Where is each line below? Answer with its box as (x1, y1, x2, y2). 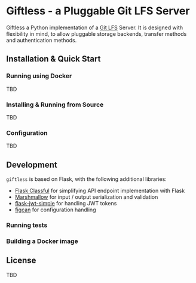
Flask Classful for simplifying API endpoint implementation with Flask (14, 187, 185, 195)
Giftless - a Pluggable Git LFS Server (6, 4, 190, 18)
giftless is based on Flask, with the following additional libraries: (6, 176, 167, 183)
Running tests (6, 221, 48, 229)
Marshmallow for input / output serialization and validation (14, 193, 158, 201)
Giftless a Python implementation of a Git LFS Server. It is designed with (6, 24, 183, 31)
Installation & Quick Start (6, 54, 101, 64)
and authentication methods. (6, 36, 77, 44)
